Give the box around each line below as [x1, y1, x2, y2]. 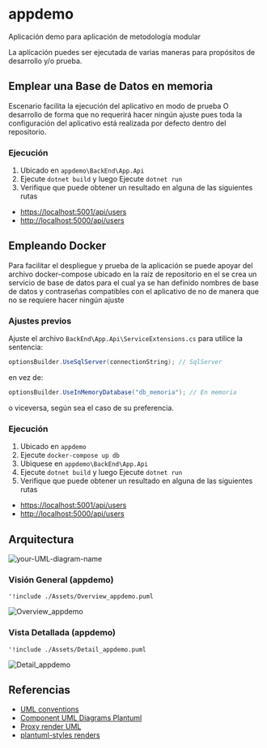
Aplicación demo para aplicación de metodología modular [8, 32, 201, 41]
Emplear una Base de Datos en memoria [8, 79, 213, 93]
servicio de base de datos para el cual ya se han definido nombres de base [8, 277, 259, 288]
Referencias [8, 683, 71, 697]
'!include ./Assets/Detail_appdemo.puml [8, 645, 147, 653]
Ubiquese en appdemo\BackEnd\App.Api [19, 459, 148, 468]
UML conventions [19, 704, 79, 714]
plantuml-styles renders [19, 730, 100, 740]
